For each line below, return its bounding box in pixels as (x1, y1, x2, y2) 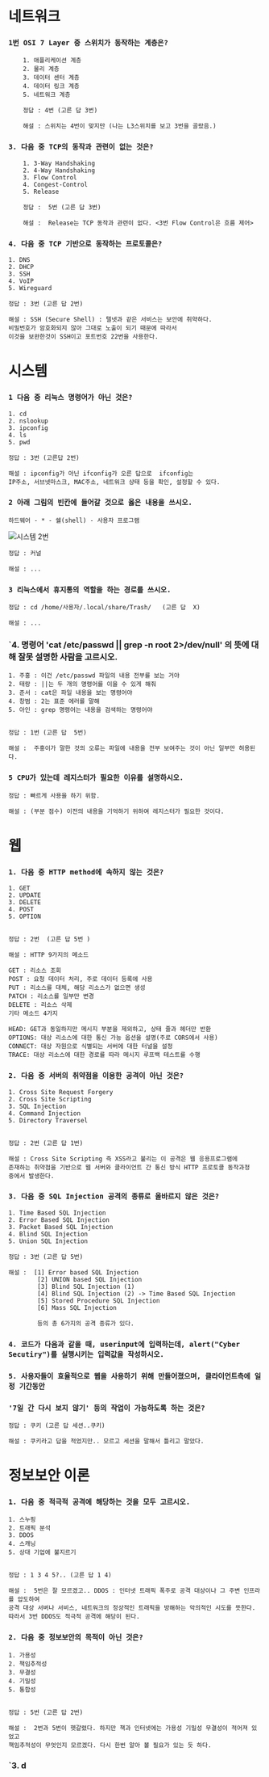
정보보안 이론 (8, 1467, 90, 1485)
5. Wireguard (8, 284, 52, 293)
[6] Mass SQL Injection (37, 1303, 117, 1312)
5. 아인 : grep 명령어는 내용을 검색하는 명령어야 (8, 706, 153, 714)
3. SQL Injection (8, 1102, 67, 1110)
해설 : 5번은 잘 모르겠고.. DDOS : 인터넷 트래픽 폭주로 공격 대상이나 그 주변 (8, 1587, 241, 1595)
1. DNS (8, 256, 31, 264)
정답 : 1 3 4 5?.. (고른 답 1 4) (8, 1571, 113, 1580)
